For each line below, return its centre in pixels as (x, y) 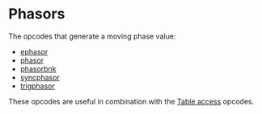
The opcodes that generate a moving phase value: (92, 36)
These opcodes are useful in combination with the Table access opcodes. (131, 101)
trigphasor (37, 86)
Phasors (37, 14)
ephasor (34, 51)
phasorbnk (38, 68)
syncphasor (40, 77)
